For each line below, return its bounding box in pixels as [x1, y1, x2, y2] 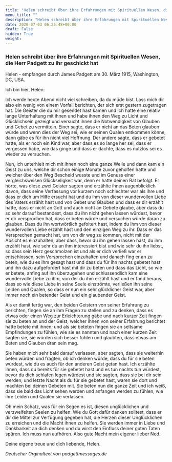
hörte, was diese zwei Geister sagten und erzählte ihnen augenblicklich [5, 183, 156, 189]
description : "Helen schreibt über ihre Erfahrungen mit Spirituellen [5, 17, 159, 22]
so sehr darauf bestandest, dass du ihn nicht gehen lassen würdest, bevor [5, 210, 162, 216]
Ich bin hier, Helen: [5, 87, 45, 93]
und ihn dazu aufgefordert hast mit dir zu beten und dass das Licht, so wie [5, 265, 162, 271]
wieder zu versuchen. [5, 151, 51, 157]
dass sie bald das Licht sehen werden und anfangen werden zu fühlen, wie [5, 388, 163, 394]
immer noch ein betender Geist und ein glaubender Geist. [5, 292, 126, 298]
